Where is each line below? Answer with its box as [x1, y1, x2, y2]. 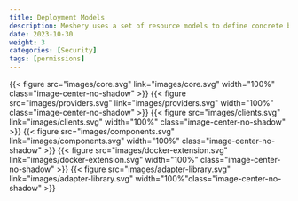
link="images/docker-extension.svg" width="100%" [9, 155, 199, 165]
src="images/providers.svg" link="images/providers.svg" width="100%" [9, 98, 274, 108]
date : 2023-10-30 [9, 29, 74, 38]
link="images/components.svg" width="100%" [9, 135, 180, 146]
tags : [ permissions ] [9, 54, 86, 63]
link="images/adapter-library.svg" [9, 173, 134, 183]
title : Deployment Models [9, 12, 105, 22]
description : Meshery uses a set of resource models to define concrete [9, 21, 284, 30]
